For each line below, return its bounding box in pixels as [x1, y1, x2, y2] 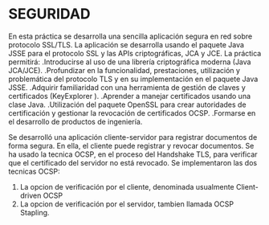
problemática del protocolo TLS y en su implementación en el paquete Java [8, 74, 259, 84]
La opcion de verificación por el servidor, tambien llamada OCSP [19, 198, 234, 209]
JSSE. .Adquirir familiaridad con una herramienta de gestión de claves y [8, 82, 247, 92]
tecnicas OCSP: [8, 166, 60, 176]
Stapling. [19, 207, 50, 217]
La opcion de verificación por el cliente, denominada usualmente [19, 182, 234, 191]
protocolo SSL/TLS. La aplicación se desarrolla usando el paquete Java [8, 39, 245, 49]
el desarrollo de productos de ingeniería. [8, 117, 143, 126]
